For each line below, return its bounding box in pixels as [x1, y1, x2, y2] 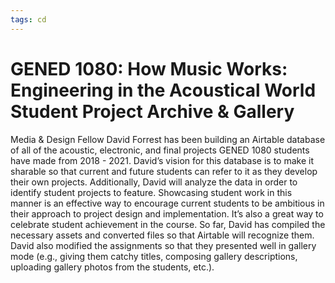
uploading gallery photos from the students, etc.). [10, 261, 215, 273]
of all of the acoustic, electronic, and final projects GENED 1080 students [10, 144, 310, 156]
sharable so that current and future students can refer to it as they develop [10, 165, 318, 177]
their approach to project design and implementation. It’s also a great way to [10, 207, 324, 220]
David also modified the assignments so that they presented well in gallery [10, 239, 317, 251]
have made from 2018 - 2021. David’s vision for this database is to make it [10, 154, 315, 166]
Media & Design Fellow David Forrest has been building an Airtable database [10, 133, 326, 145]
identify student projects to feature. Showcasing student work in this [10, 186, 293, 198]
